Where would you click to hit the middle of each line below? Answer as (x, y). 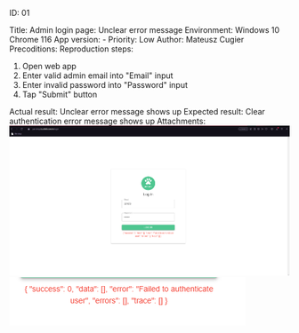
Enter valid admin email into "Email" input (97, 75)
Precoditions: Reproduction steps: (71, 49)
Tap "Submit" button (60, 94)
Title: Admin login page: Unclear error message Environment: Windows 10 (145, 30)
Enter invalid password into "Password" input (105, 85)
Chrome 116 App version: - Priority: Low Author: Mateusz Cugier (127, 40)
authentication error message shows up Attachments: (108, 121)
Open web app (49, 66)
